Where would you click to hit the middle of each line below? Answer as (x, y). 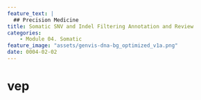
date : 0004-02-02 (32, 52)
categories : (24, 33)
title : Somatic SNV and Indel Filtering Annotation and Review (101, 26)
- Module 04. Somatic (51, 39)
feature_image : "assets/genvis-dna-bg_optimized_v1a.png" (93, 46)
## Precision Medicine (46, 20)
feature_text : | (30, 13)
